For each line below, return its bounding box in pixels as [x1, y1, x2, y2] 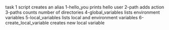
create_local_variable [5, 20, 49, 26]
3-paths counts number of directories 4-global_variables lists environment [5, 9, 160, 15]
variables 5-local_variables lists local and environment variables [5, 15, 138, 20]
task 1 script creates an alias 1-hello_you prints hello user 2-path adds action [5, 4, 164, 10]
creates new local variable [50, 20, 105, 26]
